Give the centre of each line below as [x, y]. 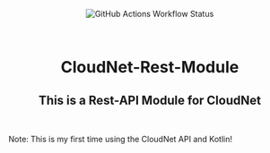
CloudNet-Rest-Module [150, 68]
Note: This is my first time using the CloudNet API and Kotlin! [120, 139]
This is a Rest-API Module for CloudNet [150, 100]
